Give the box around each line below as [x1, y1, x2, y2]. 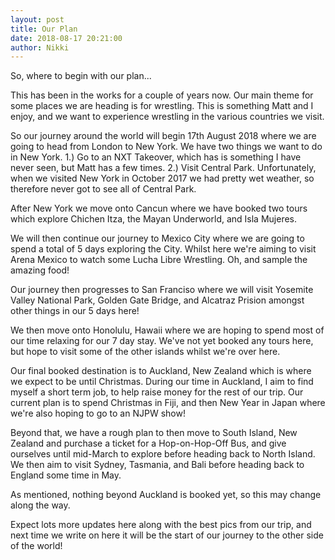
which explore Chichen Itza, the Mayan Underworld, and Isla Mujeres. [10, 213, 298, 225]
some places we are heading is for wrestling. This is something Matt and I [10, 100, 314, 112]
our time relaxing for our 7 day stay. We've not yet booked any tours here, [10, 335, 314, 347]
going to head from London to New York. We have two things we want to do [10, 141, 323, 153]
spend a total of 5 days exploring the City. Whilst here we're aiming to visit [10, 243, 317, 255]
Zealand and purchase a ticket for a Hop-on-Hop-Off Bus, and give [10, 437, 287, 450]
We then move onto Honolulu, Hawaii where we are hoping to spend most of [10, 324, 325, 336]
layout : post [10, 14, 65, 25]
